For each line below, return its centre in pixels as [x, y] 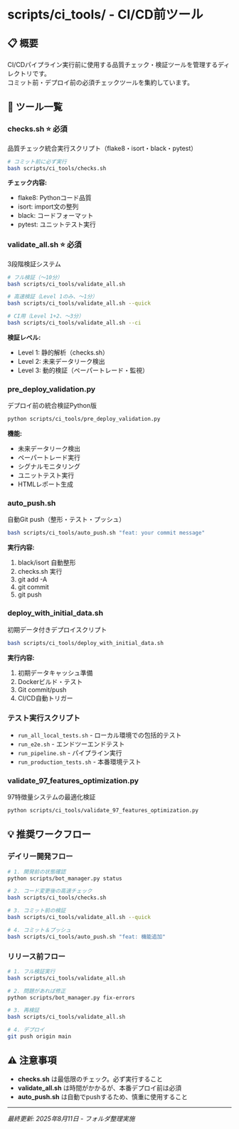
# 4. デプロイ [26, 1030]
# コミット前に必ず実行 [37, 162]
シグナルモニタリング [49, 466]
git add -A [32, 579]
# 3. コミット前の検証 [37, 911]
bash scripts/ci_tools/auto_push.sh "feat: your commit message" [106, 533]
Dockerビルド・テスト [50, 681]
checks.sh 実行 [40, 572]
